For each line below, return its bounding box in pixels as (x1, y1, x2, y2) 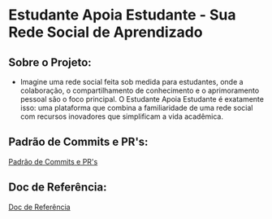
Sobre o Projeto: (8, 55, 92, 69)
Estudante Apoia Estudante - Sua (8, 6, 236, 24)
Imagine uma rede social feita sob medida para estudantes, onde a (19, 77, 244, 86)
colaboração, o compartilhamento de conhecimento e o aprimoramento (19, 85, 260, 95)
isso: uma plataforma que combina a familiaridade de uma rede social (19, 103, 253, 112)
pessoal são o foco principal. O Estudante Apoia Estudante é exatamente (19, 94, 264, 103)
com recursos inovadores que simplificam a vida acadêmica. (19, 112, 224, 121)
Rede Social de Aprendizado (8, 23, 203, 42)
